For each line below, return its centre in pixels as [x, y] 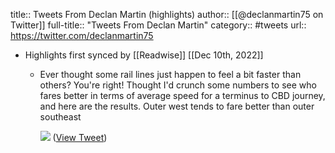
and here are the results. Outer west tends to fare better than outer [177, 106]
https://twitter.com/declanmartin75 [82, 35]
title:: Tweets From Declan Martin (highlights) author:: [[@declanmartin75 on [167, 14]
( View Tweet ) [80, 137]
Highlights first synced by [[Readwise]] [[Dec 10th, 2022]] [144, 55]
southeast [60, 117]
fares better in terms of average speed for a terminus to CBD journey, [182, 95]
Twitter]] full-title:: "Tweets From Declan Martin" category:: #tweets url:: [158, 25]
